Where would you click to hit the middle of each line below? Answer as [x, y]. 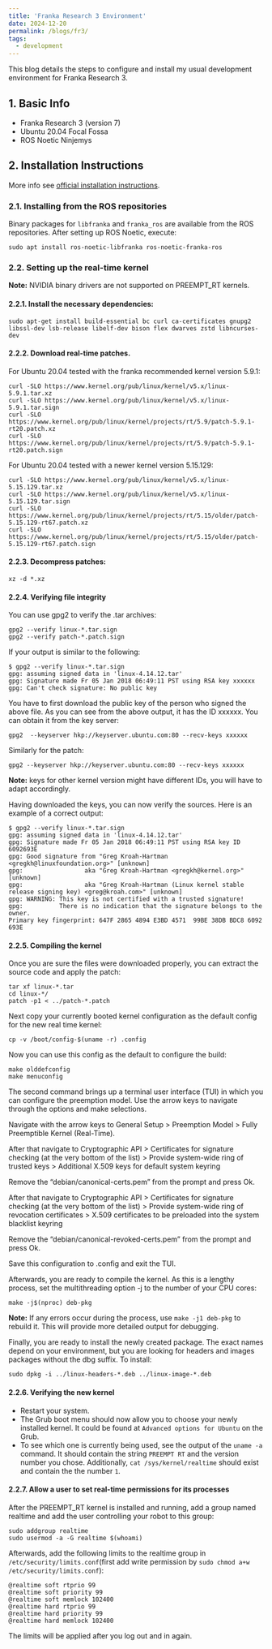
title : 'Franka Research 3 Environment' [78, 16]
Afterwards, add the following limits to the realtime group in [107, 1553]
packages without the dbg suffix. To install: [80, 1359]
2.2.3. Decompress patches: [57, 562]
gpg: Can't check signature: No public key [83, 688]
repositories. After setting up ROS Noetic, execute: [92, 233]
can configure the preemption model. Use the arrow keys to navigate [123, 1100]
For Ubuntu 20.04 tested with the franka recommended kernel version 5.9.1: [134, 371]
